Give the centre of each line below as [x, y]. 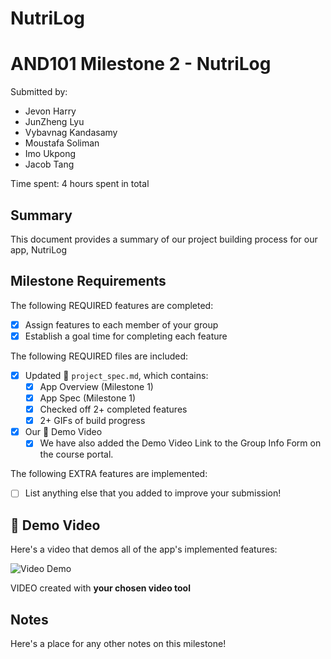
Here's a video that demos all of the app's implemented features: [144, 549]
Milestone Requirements [88, 281]
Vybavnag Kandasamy [71, 133]
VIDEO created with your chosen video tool [101, 588]
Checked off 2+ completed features [113, 409]
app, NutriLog [39, 249]
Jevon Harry [50, 111]
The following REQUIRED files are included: [99, 356]
